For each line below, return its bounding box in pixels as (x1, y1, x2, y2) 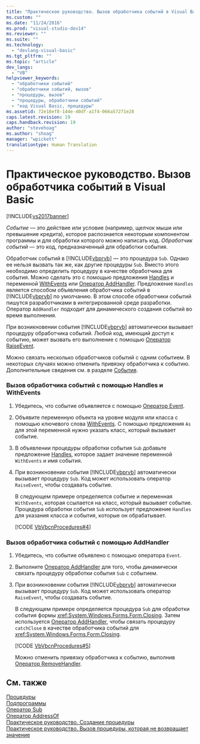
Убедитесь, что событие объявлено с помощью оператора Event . (14, 552, 182, 559)
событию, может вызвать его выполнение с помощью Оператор (6, 336, 171, 343)
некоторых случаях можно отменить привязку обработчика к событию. (6, 360, 190, 367)
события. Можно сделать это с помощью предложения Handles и (6, 274, 174, 281)
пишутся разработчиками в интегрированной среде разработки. (6, 299, 172, 306)
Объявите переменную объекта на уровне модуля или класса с (14, 414, 179, 421)
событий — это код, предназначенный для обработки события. (6, 243, 168, 250)
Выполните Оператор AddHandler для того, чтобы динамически (14, 563, 177, 571)
